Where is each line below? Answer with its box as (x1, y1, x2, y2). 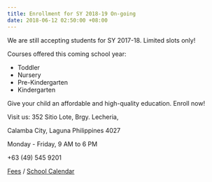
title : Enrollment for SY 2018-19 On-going (7, 10, 136, 17)
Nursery (17, 71, 41, 79)
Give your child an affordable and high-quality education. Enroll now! (7, 99, 205, 107)
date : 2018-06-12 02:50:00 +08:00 (7, 17, 108, 24)
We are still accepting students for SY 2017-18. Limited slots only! (7, 36, 196, 44)
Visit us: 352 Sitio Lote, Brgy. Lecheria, (7, 113, 119, 121)
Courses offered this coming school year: (7, 50, 127, 58)
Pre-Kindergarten (17, 78, 69, 86)
